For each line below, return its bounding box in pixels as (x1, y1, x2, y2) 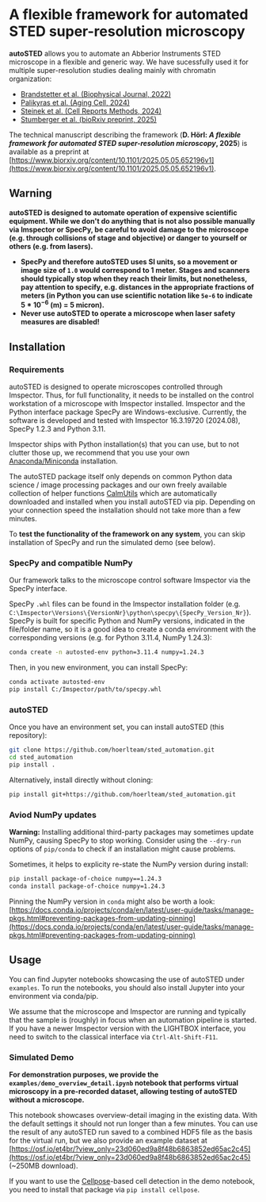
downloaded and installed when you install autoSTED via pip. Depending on (9, 497, 256, 507)
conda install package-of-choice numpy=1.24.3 (9, 882, 165, 890)
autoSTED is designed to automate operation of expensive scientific (9, 208, 237, 217)
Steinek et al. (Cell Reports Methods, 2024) (20, 106, 161, 116)
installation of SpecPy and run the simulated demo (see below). (9, 538, 216, 547)
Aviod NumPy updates (9, 809, 97, 820)
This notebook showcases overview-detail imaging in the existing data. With (9, 1110, 258, 1119)
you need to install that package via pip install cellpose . (9, 1185, 200, 1194)
